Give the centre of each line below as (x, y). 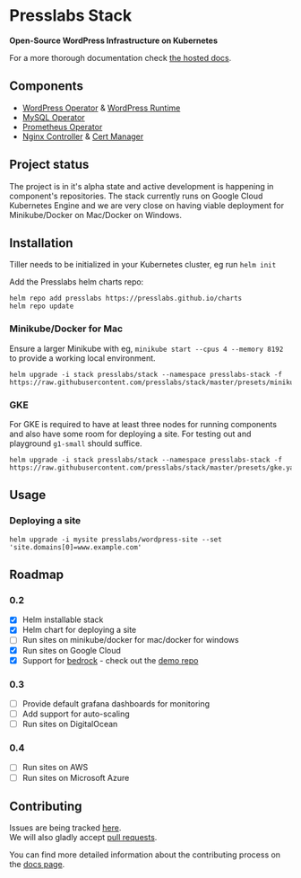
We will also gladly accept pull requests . (83, 838)
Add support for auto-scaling (76, 714)
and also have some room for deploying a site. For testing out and (130, 434)
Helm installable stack (63, 619)
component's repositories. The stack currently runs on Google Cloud (136, 196)
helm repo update (42, 306)
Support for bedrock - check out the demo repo (110, 660)
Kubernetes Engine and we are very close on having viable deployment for (147, 205)
